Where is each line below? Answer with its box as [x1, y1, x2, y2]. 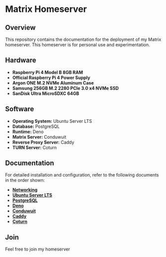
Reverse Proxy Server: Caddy [12, 139, 74, 145]
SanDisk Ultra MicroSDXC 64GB [12, 90, 79, 96]
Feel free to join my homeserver [5, 246, 70, 252]
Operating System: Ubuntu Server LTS [12, 118, 92, 124]
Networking [12, 187, 38, 193]
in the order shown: [5, 177, 45, 183]
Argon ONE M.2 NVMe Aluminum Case [12, 80, 94, 86]
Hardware [5, 56, 36, 65]
